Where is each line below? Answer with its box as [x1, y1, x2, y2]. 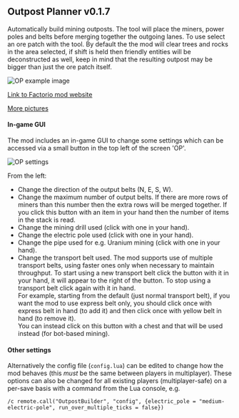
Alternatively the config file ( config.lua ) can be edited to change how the [7, 362, 223, 370]
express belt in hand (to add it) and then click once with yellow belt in [17, 307, 223, 315]
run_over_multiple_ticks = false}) [58, 404, 164, 412]
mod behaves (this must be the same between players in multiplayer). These [7, 369, 233, 377]
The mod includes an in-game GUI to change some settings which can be [7, 136, 224, 145]
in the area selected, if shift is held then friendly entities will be [7, 47, 191, 56]
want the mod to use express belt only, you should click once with [17, 299, 213, 307]
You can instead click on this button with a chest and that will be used [17, 322, 223, 330]
